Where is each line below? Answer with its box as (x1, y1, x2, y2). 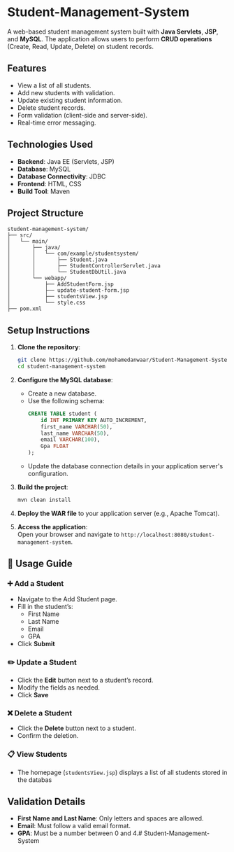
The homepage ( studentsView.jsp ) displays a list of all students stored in (17, 768, 228, 776)
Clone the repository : (17, 343, 81, 351)
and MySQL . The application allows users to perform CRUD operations (7, 34, 212, 43)
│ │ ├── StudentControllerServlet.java (7, 263, 161, 270)
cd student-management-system (17, 363, 106, 370)
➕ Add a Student (7, 579, 64, 589)
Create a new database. (27, 389, 97, 398)
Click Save (17, 690, 49, 699)
